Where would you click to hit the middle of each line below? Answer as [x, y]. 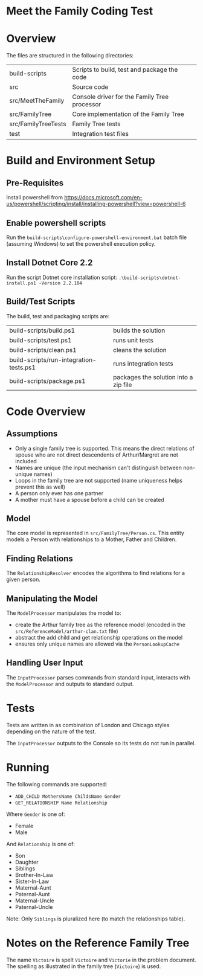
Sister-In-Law [32, 881]
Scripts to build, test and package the [125, 69]
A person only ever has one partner [59, 493]
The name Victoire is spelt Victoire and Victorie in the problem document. [101, 960]
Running [28, 767]
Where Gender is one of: [36, 814]
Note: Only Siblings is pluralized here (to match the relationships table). [96, 919]
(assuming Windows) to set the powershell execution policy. [81, 243]
